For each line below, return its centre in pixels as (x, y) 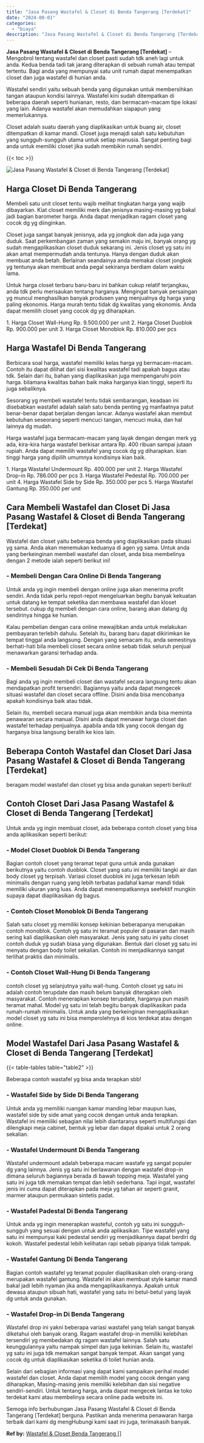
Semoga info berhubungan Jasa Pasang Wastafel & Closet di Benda (91, 1408)
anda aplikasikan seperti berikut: (47, 834)
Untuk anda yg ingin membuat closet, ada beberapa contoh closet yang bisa (102, 828)
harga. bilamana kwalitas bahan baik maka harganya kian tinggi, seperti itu (99, 382)
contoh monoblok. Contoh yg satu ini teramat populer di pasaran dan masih (101, 931)
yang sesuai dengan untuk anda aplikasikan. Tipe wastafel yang (110, 1231)
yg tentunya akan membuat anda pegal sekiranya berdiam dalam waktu (96, 267)
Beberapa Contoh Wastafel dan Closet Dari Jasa (99, 751)
